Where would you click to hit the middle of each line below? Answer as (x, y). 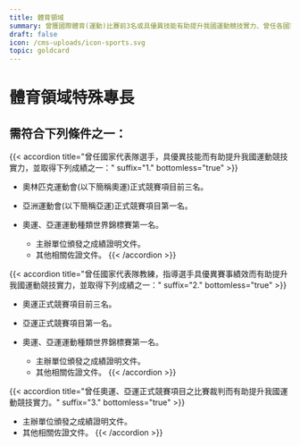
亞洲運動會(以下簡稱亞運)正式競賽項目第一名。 (108, 206)
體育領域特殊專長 (72, 98)
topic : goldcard (39, 51)
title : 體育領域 (37, 17)
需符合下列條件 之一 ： (68, 134)
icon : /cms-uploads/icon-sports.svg (77, 42)
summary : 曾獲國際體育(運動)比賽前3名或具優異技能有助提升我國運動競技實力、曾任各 (146, 26)
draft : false (33, 34)
